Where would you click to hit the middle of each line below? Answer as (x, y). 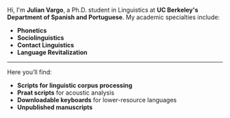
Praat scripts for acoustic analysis (66, 93)
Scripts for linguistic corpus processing (75, 85)
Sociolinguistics (40, 38)
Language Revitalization (52, 52)
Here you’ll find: (29, 72)
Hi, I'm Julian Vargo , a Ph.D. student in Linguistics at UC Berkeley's (103, 10)
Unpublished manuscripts (55, 107)
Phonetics (32, 31)
